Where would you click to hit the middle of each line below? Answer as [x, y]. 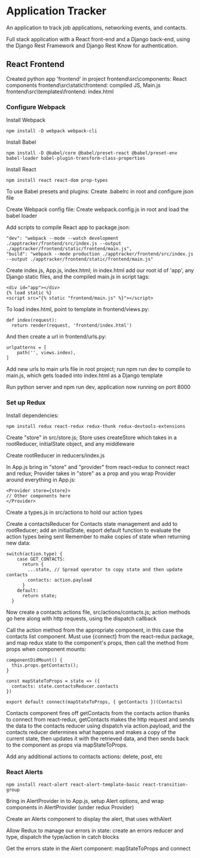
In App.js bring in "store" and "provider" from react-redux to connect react [98, 467]
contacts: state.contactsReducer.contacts [65, 686]
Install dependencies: [33, 416]
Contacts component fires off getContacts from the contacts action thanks [98, 713]
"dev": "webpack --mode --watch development [62, 238]
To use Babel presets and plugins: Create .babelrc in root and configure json [100, 191]
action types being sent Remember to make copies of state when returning [98, 537]
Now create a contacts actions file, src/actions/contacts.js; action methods [98, 612]
